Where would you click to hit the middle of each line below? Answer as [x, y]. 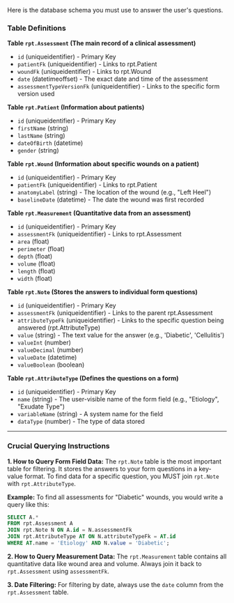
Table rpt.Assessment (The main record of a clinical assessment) [102, 43]
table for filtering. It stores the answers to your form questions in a [102, 468]
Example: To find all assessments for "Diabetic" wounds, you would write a [115, 497]
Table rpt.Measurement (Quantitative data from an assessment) [99, 213]
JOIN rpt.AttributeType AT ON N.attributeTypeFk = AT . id [92, 537]
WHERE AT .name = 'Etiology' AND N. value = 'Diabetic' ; [88, 543]
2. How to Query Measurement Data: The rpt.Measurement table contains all [117, 556]
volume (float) [36, 264]
